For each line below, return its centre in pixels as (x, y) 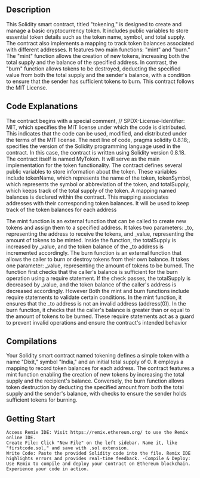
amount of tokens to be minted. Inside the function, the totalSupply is (91, 240)
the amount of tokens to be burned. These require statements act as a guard (100, 316)
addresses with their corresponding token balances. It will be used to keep (98, 203)
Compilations (32, 342)
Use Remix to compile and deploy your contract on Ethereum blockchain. (99, 464)
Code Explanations (42, 107)
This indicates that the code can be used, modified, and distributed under (96, 133)
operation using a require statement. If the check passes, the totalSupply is (99, 278)
